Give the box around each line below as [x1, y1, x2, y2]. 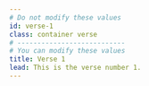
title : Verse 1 [9, 55, 66, 64]
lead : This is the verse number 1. [9, 64, 142, 73]
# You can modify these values [9, 47, 126, 56]
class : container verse [9, 30, 98, 39]
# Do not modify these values [9, 13, 122, 22]
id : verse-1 [9, 21, 54, 30]
